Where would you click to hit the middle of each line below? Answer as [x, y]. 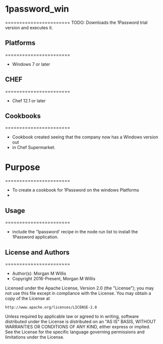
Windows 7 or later [31, 64]
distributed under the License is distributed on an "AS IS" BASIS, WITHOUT [81, 321]
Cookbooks [23, 116]
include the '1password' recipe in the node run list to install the [75, 232]
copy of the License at [28, 298]
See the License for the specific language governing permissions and [75, 332]
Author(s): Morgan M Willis [39, 273]
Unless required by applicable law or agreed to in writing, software [72, 316]
